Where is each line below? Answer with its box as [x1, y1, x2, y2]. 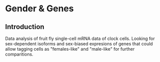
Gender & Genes [5, 3, 74, 14]
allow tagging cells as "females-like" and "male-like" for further [5, 46, 135, 52]
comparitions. [5, 51, 34, 57]
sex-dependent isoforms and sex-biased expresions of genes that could [5, 41, 153, 47]
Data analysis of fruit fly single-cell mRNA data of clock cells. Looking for [5, 35, 155, 41]
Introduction [5, 23, 45, 31]
